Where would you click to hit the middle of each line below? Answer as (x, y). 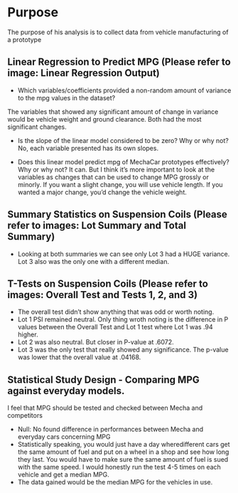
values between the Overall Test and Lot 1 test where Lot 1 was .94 (115, 327)
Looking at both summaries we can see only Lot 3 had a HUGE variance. (124, 254)
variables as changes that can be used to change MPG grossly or (113, 177)
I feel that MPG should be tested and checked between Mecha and (105, 408)
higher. (28, 334)
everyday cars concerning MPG (64, 437)
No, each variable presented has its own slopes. (88, 148)
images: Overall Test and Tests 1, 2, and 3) (102, 295)
